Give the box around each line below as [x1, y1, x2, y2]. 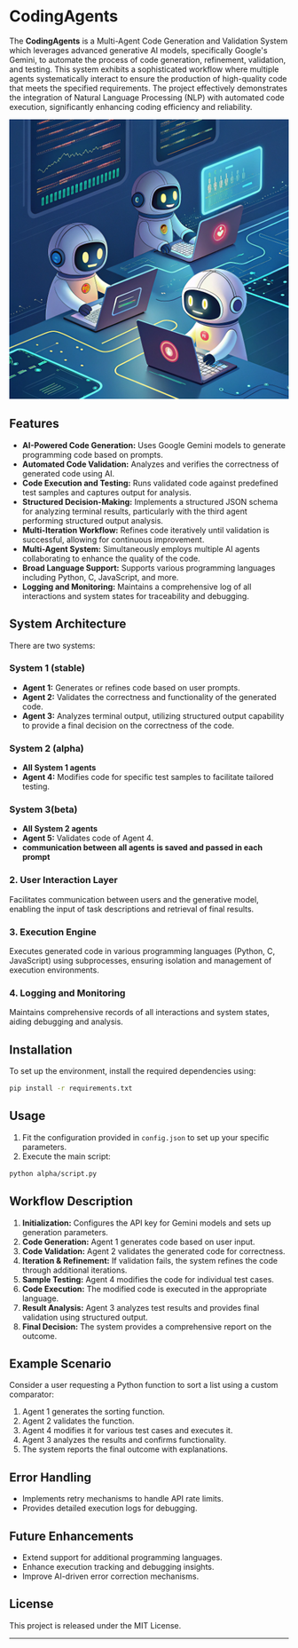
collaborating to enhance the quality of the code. [21, 553, 201, 564]
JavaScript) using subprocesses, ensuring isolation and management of [9, 956, 272, 966]
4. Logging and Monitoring [9, 987, 126, 999]
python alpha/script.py [9, 1169, 98, 1178]
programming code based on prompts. [21, 449, 164, 460]
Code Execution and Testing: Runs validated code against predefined [21, 477, 278, 488]
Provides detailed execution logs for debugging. [21, 1502, 198, 1514]
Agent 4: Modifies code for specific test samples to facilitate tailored [21, 772, 274, 783]
